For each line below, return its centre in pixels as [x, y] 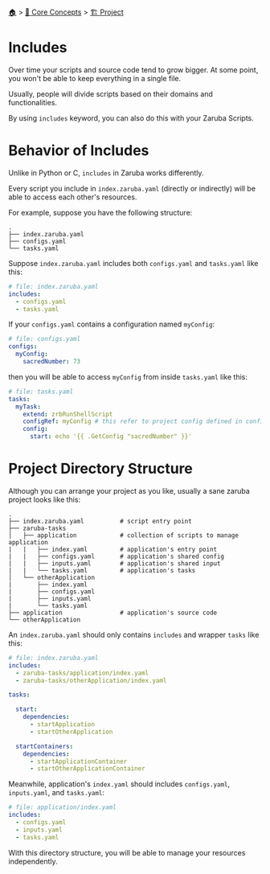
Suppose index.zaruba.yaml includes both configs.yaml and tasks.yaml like [133, 263]
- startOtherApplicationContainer [88, 769]
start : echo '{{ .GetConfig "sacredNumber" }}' [111, 437]
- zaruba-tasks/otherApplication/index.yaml [91, 680]
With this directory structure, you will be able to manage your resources [127, 852]
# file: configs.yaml [45, 339]
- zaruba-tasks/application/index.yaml [82, 673]
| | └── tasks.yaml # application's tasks [102, 570]
